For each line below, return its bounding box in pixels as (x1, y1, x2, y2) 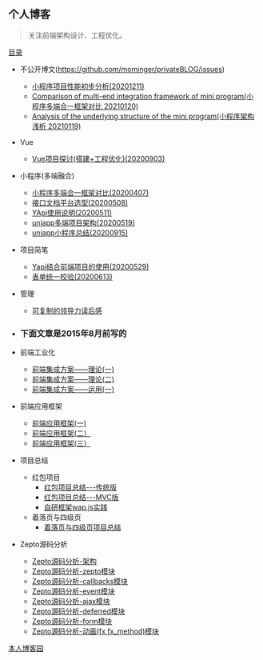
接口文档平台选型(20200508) (31, 198, 129, 207)
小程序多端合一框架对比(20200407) (31, 187, 149, 198)
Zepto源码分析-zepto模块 (31, 566, 116, 576)
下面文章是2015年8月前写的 (19, 327, 127, 338)
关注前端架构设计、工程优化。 (27, 30, 126, 40)
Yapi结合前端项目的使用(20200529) (31, 262, 149, 271)
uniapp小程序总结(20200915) (31, 227, 129, 238)
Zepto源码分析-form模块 (31, 617, 113, 626)
